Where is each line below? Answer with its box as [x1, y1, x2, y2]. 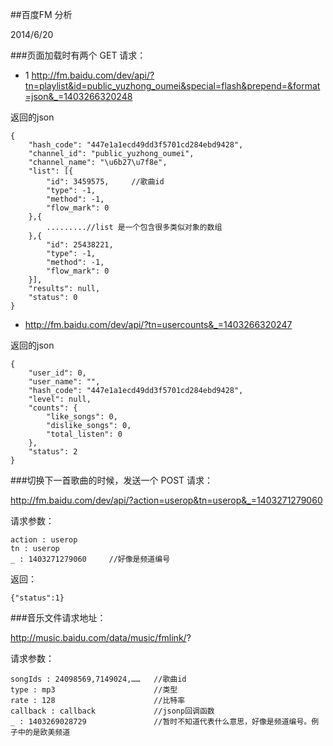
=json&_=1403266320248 [24, 91, 133, 102]
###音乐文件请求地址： [10, 612, 107, 623]
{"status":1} [10, 593, 65, 603]
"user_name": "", [28, 377, 101, 387]
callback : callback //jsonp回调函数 [10, 706, 215, 716]
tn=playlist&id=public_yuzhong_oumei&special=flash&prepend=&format [24, 80, 321, 92]
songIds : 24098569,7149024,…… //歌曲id [10, 674, 187, 684]
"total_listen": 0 [46, 429, 123, 439]
